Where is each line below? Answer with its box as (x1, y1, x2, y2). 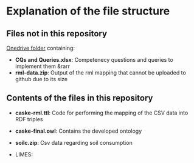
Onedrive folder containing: (6, 44, 75, 52)
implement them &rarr (15, 62, 70, 70)
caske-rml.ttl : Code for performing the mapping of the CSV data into (15, 109, 189, 116)
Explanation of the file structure (6, 4, 170, 18)
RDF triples (15, 115, 44, 122)
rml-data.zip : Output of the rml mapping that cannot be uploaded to (15, 69, 187, 76)
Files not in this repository (6, 28, 108, 39)
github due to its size (15, 76, 68, 82)
